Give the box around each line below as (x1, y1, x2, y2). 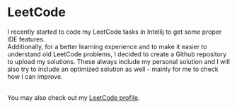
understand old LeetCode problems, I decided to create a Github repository (7, 50, 227, 58)
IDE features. (7, 34, 45, 43)
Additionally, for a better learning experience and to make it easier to (7, 42, 207, 51)
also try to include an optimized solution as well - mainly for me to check (7, 65, 219, 73)
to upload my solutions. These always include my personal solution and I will (7, 57, 230, 65)
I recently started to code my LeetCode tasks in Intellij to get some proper (7, 27, 222, 36)
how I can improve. (7, 72, 63, 81)
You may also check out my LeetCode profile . (7, 93, 140, 102)
